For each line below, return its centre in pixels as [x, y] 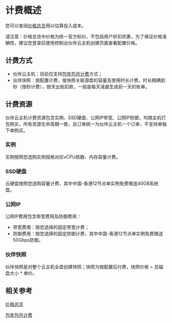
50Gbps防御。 [28, 240]
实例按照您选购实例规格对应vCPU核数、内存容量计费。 [63, 157]
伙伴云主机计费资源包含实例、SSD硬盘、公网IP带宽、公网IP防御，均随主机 [83, 118]
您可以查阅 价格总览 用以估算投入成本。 [46, 26]
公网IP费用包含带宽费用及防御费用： [43, 216]
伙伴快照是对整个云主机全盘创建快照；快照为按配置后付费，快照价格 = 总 [82, 267]
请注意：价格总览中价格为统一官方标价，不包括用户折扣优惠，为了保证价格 [84, 36]
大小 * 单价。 [23, 273]
